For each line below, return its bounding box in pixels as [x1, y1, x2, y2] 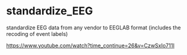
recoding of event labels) [6, 30, 68, 37]
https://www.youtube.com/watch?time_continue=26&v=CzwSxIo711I [6, 42, 175, 49]
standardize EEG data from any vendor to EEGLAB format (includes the [6, 24, 181, 31]
